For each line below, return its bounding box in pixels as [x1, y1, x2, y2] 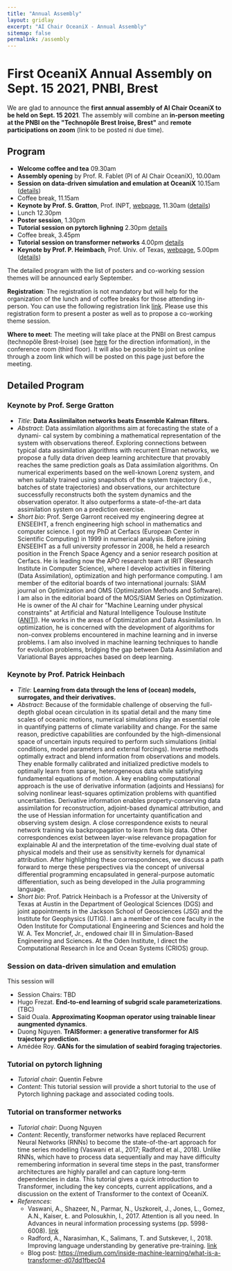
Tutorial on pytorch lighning [7, 1060, 102, 1070]
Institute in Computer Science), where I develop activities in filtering [17, 564, 211, 572]
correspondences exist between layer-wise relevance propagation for [17, 833, 217, 841]
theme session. [7, 317, 51, 325]
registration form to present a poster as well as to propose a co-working [7, 309, 213, 317]
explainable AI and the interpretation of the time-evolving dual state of [17, 840, 218, 849]
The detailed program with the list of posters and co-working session [7, 266, 205, 274]
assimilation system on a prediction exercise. [17, 505, 145, 513]
